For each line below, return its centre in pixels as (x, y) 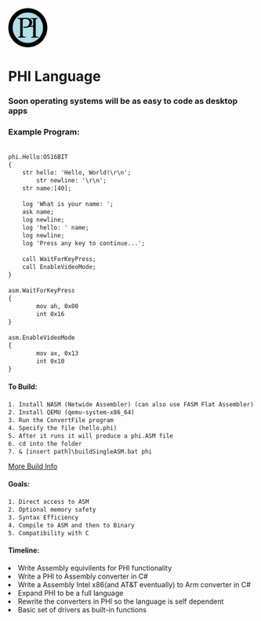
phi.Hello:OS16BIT (38, 157)
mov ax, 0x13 (58, 354)
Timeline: (24, 550)
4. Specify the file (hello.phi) (63, 428)
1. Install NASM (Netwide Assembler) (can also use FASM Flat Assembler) (131, 404)
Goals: (19, 484)
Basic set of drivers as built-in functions (83, 610)
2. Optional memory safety (52, 509)
